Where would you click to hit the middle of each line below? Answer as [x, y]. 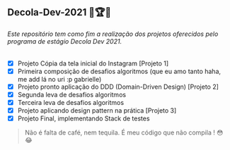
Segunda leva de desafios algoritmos [71, 94]
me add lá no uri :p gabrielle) [59, 79]
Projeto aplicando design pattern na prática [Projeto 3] [97, 110]
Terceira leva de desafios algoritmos [71, 102]
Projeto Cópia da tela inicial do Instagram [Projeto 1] [93, 63]
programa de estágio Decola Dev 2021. [65, 41]
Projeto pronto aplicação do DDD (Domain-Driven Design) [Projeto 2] [118, 87]
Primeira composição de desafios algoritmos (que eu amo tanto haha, [119, 71]
